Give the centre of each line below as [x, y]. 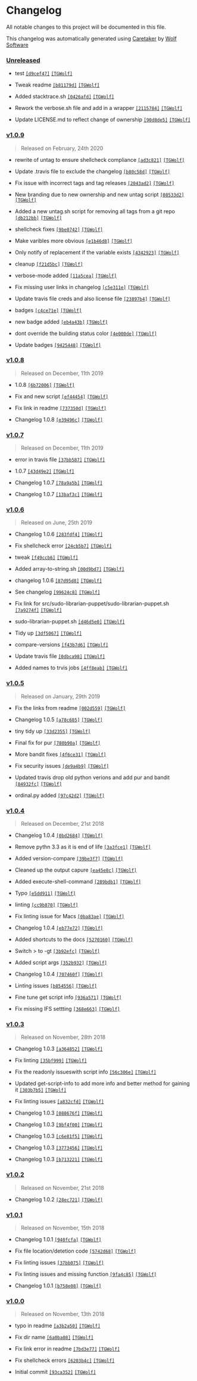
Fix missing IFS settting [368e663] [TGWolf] [67, 1009]
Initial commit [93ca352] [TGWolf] [55, 1372]
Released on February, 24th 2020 [62, 148]
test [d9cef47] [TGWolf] [43, 73]
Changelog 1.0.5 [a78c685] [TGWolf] [59, 719]
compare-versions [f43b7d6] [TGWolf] [62, 645]
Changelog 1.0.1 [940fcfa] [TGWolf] [58, 1239]
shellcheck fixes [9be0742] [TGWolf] [59, 229]
